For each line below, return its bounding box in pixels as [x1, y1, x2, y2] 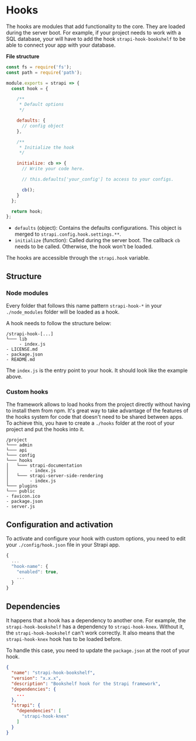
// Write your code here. [21, 166, 85, 172]
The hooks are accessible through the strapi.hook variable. [6, 254, 150, 261]
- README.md [6, 357, 35, 363]
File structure [6, 53, 40, 60]
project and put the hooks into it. [6, 426, 85, 433]
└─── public [6, 488, 35, 494]
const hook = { [11, 85, 49, 91]
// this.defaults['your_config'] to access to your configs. [21, 177, 174, 182]
